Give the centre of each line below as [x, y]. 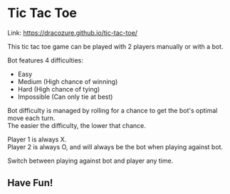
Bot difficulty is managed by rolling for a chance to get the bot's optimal [113, 110]
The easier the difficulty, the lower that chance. [77, 125]
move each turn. [31, 118]
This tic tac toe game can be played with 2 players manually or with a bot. [115, 46]
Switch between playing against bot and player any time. [90, 161]
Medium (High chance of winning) [68, 81]
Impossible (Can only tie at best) [65, 97]
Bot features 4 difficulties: [45, 60]
